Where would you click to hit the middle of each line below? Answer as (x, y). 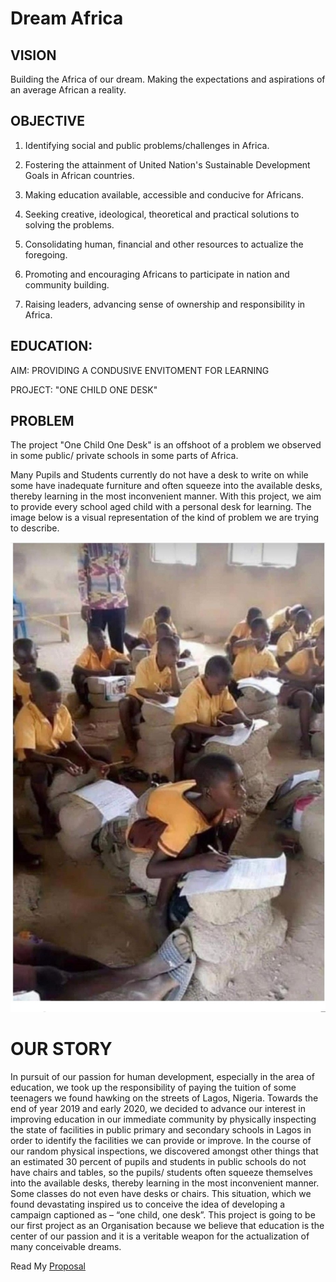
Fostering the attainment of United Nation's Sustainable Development (167, 164)
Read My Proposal (48, 1266)
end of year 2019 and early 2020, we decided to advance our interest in (158, 1108)
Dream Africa (67, 18)
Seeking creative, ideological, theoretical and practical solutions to (162, 214)
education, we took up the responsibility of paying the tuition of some (153, 1087)
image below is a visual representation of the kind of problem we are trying (165, 518)
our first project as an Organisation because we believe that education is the (167, 1225)
